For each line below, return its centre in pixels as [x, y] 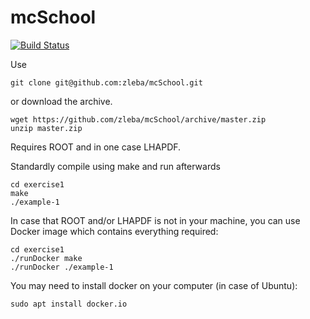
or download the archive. [61, 101]
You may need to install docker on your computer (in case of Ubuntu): [154, 285]
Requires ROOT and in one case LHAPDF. [96, 147]
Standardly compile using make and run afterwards [115, 166]
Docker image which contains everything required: [114, 231]
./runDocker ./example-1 [62, 267]
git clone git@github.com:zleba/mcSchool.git [106, 82]
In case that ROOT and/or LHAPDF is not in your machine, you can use [155, 220]
